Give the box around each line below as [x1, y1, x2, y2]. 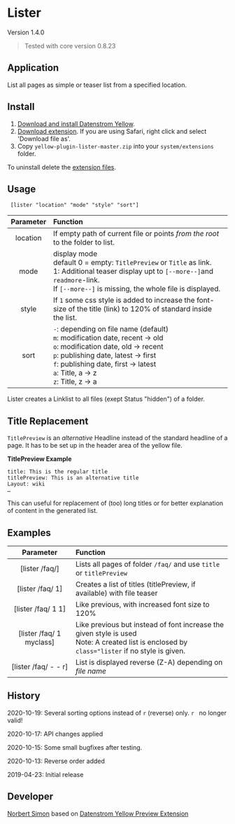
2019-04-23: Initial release [7, 770, 84, 778]
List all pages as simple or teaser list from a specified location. [7, 81, 187, 89]
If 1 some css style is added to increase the [52, 296, 195, 305]
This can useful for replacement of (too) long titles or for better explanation [7, 499, 224, 507]
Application [7, 62, 59, 74]
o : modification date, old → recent [52, 342, 164, 352]
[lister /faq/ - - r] [11, 662, 69, 671]
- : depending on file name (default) [52, 324, 169, 334]
